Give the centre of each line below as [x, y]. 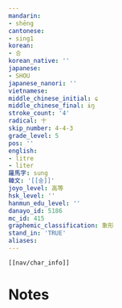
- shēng [21, 23]
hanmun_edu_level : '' [45, 203]
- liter [21, 166]
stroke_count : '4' [39, 114]
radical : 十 [28, 121]
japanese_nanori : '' [43, 83]
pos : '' [21, 143]
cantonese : [26, 31]
